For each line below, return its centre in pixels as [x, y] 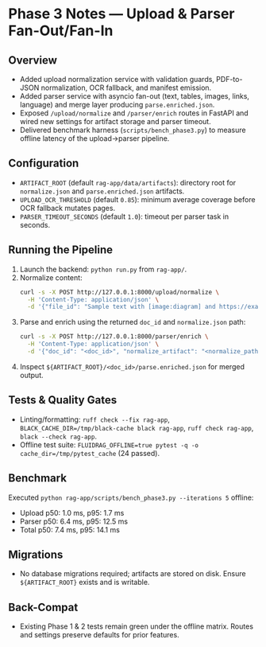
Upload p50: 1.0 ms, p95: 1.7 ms [72, 513]
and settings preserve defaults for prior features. [100, 635]
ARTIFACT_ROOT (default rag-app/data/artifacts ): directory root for [128, 182]
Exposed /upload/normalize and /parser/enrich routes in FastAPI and [134, 113]
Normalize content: [51, 277]
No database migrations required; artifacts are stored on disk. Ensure [133, 574]
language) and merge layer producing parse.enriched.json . [117, 105]
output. [31, 375]
